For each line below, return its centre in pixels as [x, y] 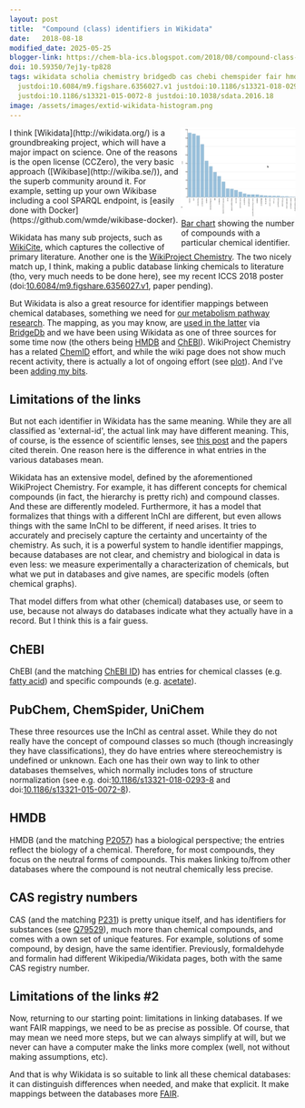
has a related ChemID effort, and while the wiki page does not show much [148, 351]
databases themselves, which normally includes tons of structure [131, 770]
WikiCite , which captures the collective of [87, 247]
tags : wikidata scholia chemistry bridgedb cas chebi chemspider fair [146, 77]
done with [28, 210]
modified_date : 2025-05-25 [60, 48]
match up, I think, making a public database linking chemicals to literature [147, 266]
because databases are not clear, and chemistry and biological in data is [145, 555]
